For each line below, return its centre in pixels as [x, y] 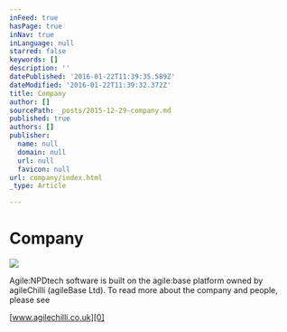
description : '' [40, 69]
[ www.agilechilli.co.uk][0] [57, 318]
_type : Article [38, 186]
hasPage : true [36, 26]
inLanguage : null [42, 43]
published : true [40, 119]
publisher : [30, 136]
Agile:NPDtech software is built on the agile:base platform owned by [136, 280]
